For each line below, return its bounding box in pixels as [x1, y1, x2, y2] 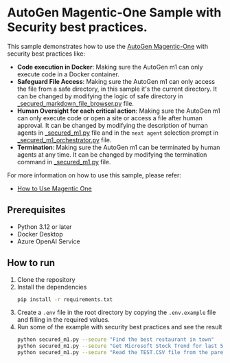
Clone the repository [16, 275, 76, 283]
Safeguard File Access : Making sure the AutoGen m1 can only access [16, 77, 215, 85]
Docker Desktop [16, 230, 63, 238]
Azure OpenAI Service [16, 237, 80, 245]
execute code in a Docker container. [16, 70, 120, 78]
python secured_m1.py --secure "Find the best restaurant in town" [16, 336, 214, 343]
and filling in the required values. [16, 316, 110, 324]
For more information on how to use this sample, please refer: [7, 170, 182, 179]
